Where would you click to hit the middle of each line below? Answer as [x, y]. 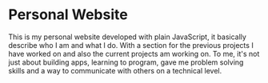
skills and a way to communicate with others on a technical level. [115, 70]
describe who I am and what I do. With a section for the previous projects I [131, 45]
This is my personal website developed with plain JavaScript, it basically [127, 37]
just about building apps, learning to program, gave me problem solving [126, 62]
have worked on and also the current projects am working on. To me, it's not [134, 53]
